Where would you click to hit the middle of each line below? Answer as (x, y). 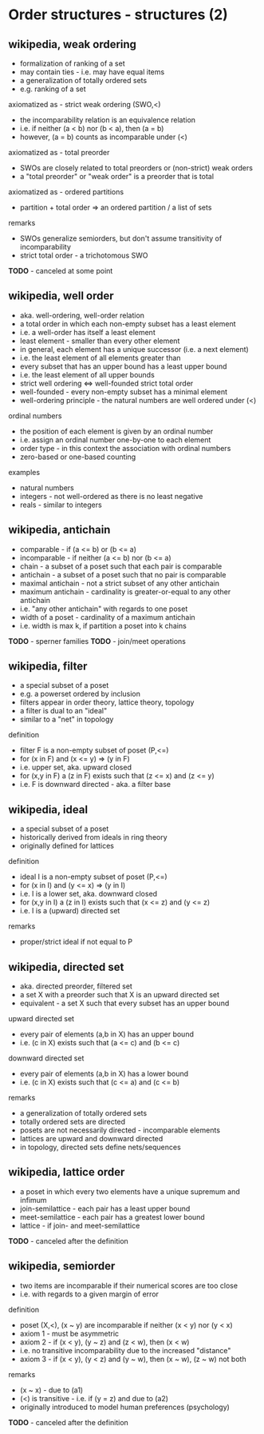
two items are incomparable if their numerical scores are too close (128, 1285)
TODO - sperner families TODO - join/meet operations (97, 641)
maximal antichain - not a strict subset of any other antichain (119, 583)
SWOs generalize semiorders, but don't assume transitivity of (121, 238)
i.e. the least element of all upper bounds (87, 374)
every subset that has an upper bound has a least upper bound (123, 366)
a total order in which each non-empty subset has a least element (128, 324)
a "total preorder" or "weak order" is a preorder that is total (116, 176)
